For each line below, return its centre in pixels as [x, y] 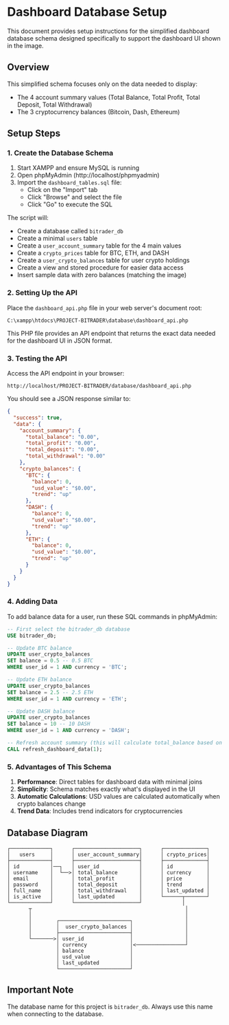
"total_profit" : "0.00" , [61, 443]
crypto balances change [51, 804]
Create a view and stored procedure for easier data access [100, 268]
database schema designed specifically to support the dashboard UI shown [114, 38]
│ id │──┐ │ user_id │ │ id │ [109, 866]
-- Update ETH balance [39, 680]
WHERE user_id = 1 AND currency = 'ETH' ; [67, 699]
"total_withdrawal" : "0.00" [65, 456]
